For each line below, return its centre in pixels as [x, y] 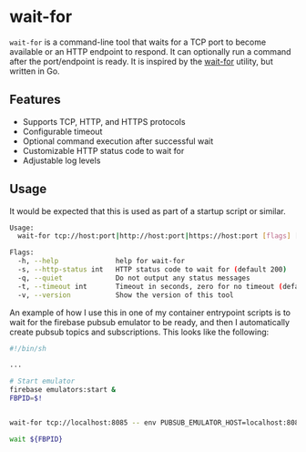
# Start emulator [42, 381]
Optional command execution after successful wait [118, 141]
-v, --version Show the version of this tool [126, 295]
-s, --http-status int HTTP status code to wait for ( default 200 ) [152, 270]
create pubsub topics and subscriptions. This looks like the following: [139, 332]
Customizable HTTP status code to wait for [103, 150]
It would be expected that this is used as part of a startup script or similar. [148, 211]
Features [35, 100]
